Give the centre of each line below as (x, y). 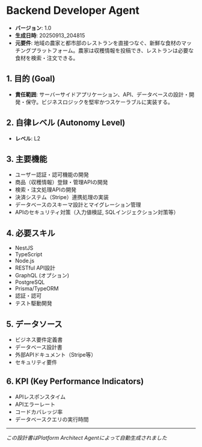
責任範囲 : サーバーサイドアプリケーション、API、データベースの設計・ (102, 94)
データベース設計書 (39, 347)
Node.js (25, 261)
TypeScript (29, 254)
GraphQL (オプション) (42, 276)
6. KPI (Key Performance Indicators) (75, 382)
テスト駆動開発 (33, 303)
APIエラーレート (35, 404)
